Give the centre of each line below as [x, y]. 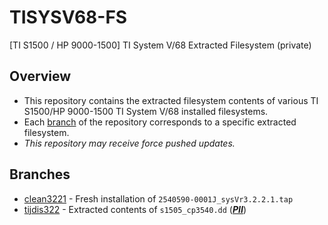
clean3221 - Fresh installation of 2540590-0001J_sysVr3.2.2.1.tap [158, 198]
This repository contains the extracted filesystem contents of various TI [171, 100]
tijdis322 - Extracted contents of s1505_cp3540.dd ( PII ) [135, 209]
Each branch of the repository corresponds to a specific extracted [160, 122]
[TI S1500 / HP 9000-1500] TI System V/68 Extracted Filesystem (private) [160, 45]
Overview [40, 76]
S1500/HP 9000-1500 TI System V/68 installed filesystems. [146, 111]
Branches [40, 174]
